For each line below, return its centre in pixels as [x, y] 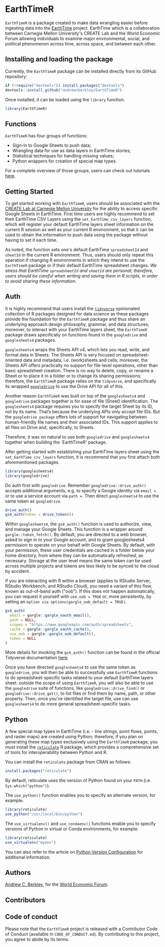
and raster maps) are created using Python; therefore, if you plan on [74, 737]
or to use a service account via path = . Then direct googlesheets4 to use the [82, 496]
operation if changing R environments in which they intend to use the [75, 260]
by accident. [18, 571]
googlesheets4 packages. [31, 340]
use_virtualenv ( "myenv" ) [31, 842]
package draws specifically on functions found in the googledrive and [76, 335]
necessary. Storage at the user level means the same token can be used [78, 561]
